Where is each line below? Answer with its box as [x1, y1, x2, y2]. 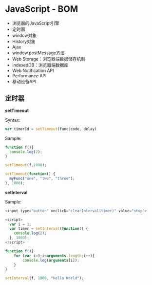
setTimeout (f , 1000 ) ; [5, 163, 47, 168]
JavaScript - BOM [5, 3, 78, 15]
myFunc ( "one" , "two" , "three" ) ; [9, 176, 76, 181]
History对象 [12, 38, 36, 44]
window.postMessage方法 [12, 50, 65, 56]
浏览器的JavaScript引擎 [12, 20, 60, 26]
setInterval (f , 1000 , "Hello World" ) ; [5, 276, 84, 281]
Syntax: [5, 117, 20, 123]
